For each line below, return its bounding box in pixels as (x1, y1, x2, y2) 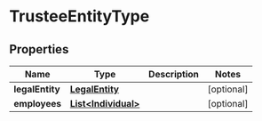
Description (147, 69, 200, 80)
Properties (9, 42, 69, 57)
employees (13, 98, 62, 109)
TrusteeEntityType (9, 6, 150, 27)
